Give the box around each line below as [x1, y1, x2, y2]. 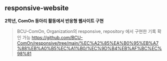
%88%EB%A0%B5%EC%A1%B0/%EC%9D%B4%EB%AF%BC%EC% [16, 45, 162, 51]
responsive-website [4, 4, 69, 12]
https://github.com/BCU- [31, 34, 83, 40]
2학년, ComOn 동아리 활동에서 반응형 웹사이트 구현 [4, 17, 104, 24]
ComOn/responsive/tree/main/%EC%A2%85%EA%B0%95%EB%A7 [16, 40, 158, 46]
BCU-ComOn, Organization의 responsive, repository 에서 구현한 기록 [16, 28, 156, 34]
